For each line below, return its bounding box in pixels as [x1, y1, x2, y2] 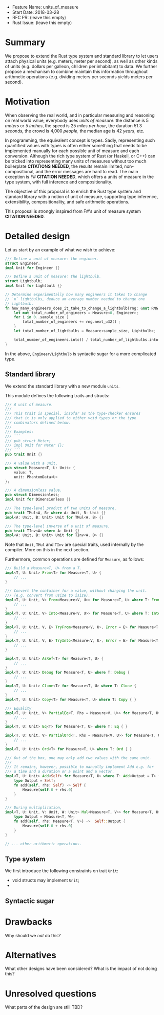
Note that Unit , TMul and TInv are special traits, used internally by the [5, 541, 144, 547]
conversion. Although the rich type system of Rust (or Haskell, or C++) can [5, 153, 156, 158]
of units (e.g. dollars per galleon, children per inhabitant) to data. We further [5, 63, 158, 69]
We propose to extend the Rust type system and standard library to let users [5, 53, 159, 59]
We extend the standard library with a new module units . [5, 383, 120, 389]
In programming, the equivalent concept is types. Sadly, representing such [5, 137, 155, 143]
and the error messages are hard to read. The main [36, 168, 138, 174]
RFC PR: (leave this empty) [12, 15, 66, 20]
